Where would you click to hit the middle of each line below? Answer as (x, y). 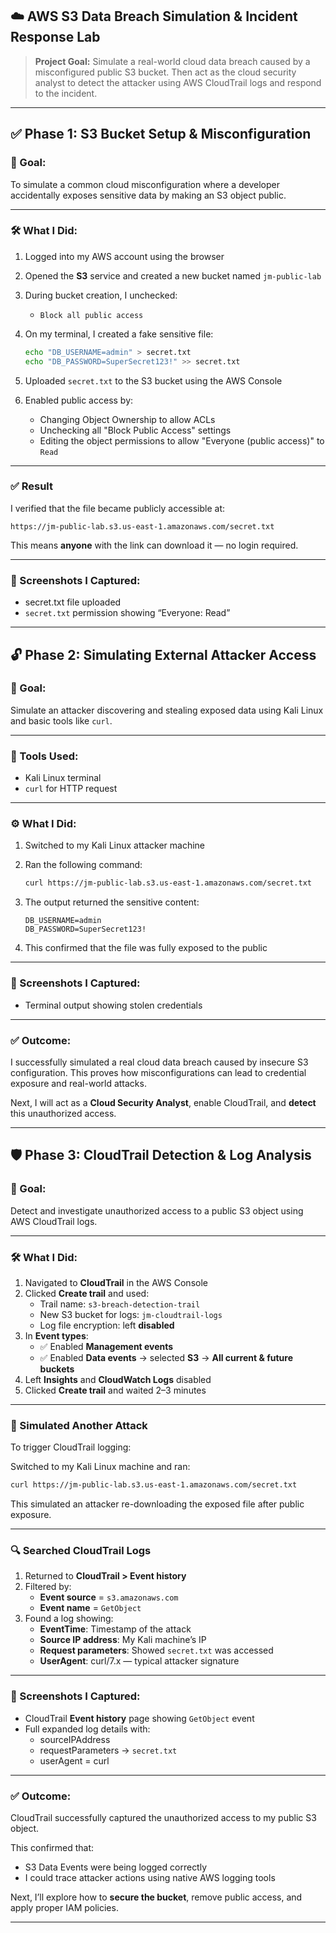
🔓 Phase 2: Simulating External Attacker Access (163, 654)
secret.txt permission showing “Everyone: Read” (127, 613)
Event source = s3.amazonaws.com (109, 1597)
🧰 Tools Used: (44, 756)
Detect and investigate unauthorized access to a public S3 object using (157, 1210)
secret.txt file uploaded (73, 602)
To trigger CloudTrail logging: (71, 1447)
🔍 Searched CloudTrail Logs (81, 1550)
